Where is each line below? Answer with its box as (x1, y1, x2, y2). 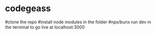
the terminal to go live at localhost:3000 (5, 24, 85, 30)
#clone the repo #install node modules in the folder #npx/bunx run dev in (5, 19, 152, 25)
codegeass (5, 3, 51, 14)
